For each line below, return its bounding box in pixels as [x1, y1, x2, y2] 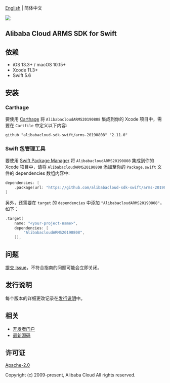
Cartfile [15, 123, 34, 128]
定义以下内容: [39, 122, 67, 128]
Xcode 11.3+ [12, 67, 38, 73]
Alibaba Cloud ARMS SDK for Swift [5, 29, 117, 38]
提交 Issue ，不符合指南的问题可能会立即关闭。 [5, 264, 102, 271]
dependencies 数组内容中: [15, 170, 70, 176]
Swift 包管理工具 [5, 145, 46, 152]
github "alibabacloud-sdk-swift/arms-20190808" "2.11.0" [5, 132, 128, 137]
